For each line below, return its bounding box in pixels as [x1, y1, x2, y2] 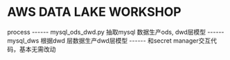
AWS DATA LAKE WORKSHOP [7, 4, 182, 20]
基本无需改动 [19, 45, 56, 53]
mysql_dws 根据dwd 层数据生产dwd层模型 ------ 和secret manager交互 [7, 36, 211, 45]
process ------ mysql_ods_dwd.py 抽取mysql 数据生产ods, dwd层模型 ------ [7, 28, 224, 36]
